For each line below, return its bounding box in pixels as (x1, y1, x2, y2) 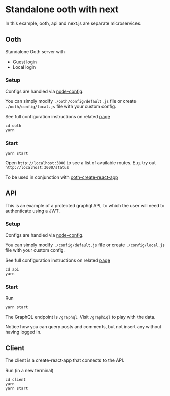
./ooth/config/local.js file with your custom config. (5, 103, 117, 110)
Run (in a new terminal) (5, 367, 54, 373)
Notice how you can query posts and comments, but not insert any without (5, 323, 161, 329)
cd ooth (5, 123, 22, 128)
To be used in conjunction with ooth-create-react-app (5, 174, 118, 180)
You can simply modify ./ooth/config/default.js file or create (5, 98, 137, 104)
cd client (5, 377, 26, 382)
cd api (5, 267, 19, 272)
